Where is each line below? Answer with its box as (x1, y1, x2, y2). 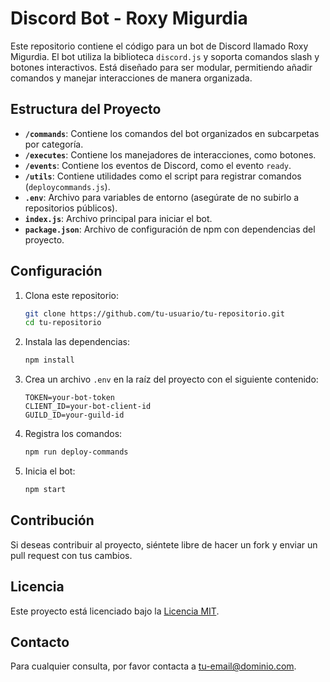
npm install (24, 355, 75, 366)
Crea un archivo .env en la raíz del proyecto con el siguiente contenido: (24, 373, 319, 386)
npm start (24, 485, 67, 495)
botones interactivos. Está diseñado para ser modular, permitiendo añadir (10, 61, 313, 73)
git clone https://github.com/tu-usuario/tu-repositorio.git (24, 308, 286, 319)
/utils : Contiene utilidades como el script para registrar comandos (24, 170, 302, 182)
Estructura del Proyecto (10, 101, 162, 118)
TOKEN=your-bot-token (24, 393, 115, 403)
